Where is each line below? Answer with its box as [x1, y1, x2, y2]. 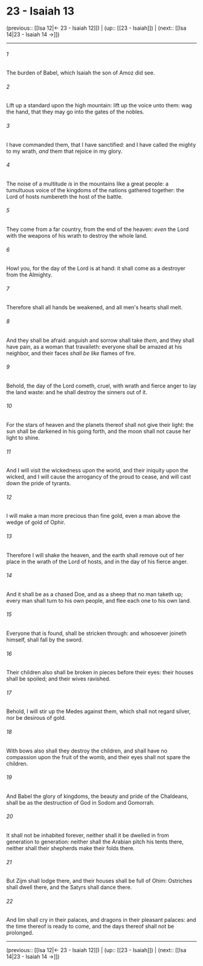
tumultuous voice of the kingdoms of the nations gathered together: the [6, 186, 184, 193]
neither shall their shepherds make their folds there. [6, 845, 135, 851]
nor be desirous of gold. [6, 714, 66, 722]
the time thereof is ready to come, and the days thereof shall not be [6, 923, 174, 930]
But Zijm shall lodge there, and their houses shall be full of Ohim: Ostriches [6, 877, 192, 885]
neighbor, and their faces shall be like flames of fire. [6, 349, 136, 357]
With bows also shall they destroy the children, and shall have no [6, 747, 168, 754]
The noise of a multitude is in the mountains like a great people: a [6, 180, 169, 187]
